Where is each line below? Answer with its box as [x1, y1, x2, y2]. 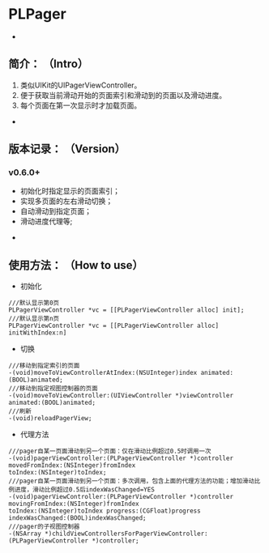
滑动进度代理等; [19, 216, 73, 227]
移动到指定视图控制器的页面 [19, 385, 99, 393]
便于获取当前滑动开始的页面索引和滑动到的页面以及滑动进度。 [19, 90, 227, 100]
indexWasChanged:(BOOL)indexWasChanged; [8, 514, 147, 522]
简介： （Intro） [8, 57, 89, 71]
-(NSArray [8, 530, 42, 538]
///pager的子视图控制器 [8, 523, 80, 531]
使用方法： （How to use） [8, 258, 143, 272]
